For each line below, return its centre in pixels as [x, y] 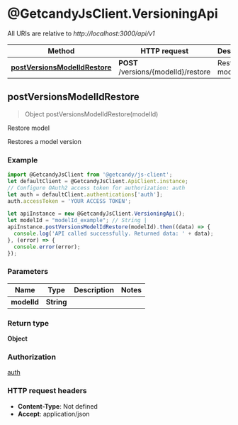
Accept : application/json [53, 414]
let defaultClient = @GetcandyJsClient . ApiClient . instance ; [98, 181]
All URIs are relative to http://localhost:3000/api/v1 [81, 33]
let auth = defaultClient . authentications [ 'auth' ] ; [85, 194]
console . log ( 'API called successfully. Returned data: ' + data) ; [114, 234]
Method [61, 50]
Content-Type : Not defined [57, 406]
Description [94, 289]
